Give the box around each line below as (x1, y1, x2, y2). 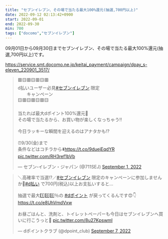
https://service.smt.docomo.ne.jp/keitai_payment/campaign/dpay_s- (5, 61, 148, 67)
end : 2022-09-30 (5, 21, 39, 27)
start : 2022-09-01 (5, 17, 44, 22)
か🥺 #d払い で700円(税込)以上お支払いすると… (17, 181, 114, 187)
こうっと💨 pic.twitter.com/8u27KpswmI (31, 217, 113, 223)
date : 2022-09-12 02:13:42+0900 (5, 12, 73, 17)
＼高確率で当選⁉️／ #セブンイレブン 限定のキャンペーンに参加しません (17, 175, 162, 180)
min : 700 (5, 26, 24, 31)
